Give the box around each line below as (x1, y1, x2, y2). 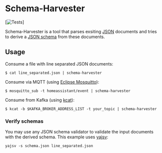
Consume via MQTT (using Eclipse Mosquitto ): (5, 79, 100, 85)
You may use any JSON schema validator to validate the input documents (5, 129, 154, 135)
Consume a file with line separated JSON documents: (5, 61, 113, 66)
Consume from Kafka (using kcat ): (5, 97, 75, 103)
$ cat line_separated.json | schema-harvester (5, 70, 102, 75)
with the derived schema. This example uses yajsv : (5, 134, 108, 140)
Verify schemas (5, 118, 44, 125)
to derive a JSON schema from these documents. (5, 34, 106, 40)
